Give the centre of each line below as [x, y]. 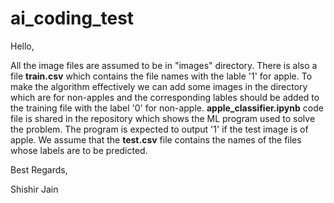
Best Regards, [39, 169]
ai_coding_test [72, 18]
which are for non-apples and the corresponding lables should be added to [165, 97]
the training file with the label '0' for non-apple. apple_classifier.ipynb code [167, 108]
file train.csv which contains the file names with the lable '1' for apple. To [161, 76]
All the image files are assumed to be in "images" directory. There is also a [164, 65]
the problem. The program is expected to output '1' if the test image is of [159, 129]
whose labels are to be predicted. [79, 150]
